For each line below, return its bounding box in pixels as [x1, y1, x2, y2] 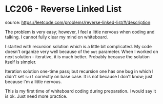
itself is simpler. [5, 59, 37, 65]
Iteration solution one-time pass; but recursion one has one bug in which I [5, 68, 154, 74]
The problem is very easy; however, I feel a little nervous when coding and [5, 29, 155, 35]
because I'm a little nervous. [5, 79, 62, 85]
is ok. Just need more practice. [5, 93, 67, 99]
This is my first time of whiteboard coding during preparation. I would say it [5, 88, 156, 94]
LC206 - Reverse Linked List [5, 3, 122, 15]
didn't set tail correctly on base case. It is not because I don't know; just [5, 73, 153, 79]
